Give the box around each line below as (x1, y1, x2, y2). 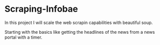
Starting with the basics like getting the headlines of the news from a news (4, 29, 155, 35)
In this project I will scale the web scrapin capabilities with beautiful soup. (4, 20, 153, 25)
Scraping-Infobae (4, 3, 78, 15)
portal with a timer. (4, 34, 43, 40)
